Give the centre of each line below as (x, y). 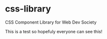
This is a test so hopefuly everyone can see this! (54, 31)
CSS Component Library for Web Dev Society (51, 22)
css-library (28, 9)
